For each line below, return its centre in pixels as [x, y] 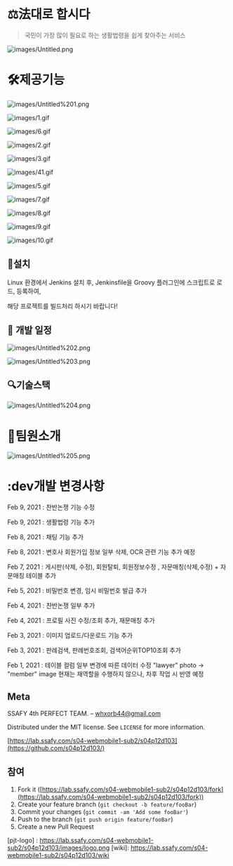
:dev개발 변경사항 [56, 486]
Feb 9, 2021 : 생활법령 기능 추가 [51, 522]
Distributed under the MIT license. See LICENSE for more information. [106, 727]
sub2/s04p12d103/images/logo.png [59, 848]
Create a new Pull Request [56, 827]
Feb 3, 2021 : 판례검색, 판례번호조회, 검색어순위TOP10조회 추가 [94, 650]
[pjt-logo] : [23, 840]
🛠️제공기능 [36, 80]
